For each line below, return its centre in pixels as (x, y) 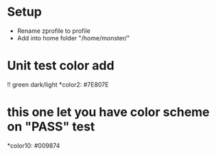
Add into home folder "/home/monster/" (73, 38)
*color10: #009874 (34, 145)
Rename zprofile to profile (53, 31)
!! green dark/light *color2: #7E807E (58, 84)
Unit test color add (61, 66)
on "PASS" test (51, 127)
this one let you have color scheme (109, 112)
